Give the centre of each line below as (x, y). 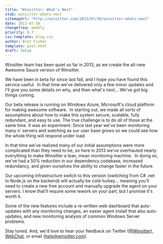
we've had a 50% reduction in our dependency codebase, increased (74, 161)
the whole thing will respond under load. (46, 136)
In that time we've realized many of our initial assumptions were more (75, 145)
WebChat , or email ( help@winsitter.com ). (46, 236)
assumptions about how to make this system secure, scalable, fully (72, 115)
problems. (15, 221)
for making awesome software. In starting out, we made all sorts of (73, 110)
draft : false (18, 50)
